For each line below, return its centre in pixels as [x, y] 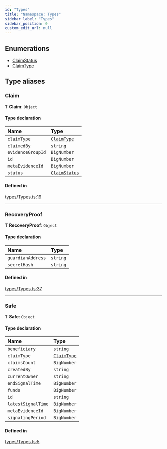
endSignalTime [24, 383]
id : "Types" [17, 10]
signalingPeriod [27, 418]
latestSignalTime [28, 404]
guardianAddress [27, 258]
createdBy [19, 370]
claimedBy [19, 146]
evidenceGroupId [27, 152]
